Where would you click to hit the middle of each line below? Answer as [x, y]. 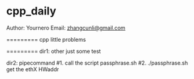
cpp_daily [31, 11]
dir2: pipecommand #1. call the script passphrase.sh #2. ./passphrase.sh [97, 63]
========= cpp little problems [46, 39]
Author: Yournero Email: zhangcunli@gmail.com [66, 28]
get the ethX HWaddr [33, 69]
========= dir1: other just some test [54, 51]
